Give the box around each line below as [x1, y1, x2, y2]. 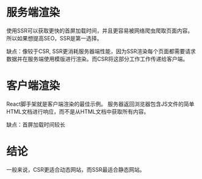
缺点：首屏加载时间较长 [6, 120, 65, 128]
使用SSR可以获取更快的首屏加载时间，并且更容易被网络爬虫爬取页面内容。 [6, 27, 193, 34]
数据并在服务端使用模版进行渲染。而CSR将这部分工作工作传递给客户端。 [6, 55, 189, 62]
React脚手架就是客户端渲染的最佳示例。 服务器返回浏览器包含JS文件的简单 [6, 100, 195, 108]
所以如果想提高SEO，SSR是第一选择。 [6, 34, 103, 42]
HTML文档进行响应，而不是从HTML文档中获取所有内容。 [6, 108, 150, 115]
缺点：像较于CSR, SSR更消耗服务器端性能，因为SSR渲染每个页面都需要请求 [6, 47, 197, 55]
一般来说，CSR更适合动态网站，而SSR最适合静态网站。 [6, 166, 145, 173]
